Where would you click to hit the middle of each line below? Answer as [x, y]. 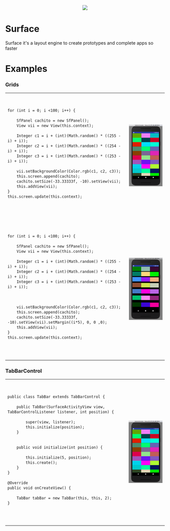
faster [11, 48]
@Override [18, 483]
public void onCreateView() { [39, 488]
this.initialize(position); [55, 427]
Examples [26, 69]
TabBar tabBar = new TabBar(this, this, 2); [64, 498]
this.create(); [41, 463]
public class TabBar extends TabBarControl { [56, 397]
